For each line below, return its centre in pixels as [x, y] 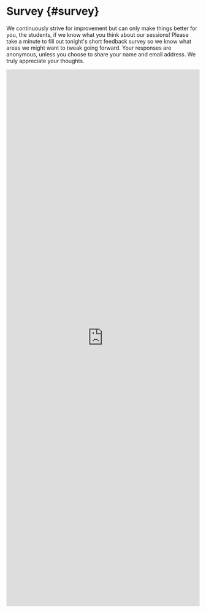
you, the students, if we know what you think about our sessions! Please [97, 34]
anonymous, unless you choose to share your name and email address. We [101, 54]
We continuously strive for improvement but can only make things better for [102, 28]
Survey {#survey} [53, 11]
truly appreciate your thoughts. [45, 61]
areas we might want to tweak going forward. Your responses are [89, 48]
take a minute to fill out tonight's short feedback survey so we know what [99, 41]
